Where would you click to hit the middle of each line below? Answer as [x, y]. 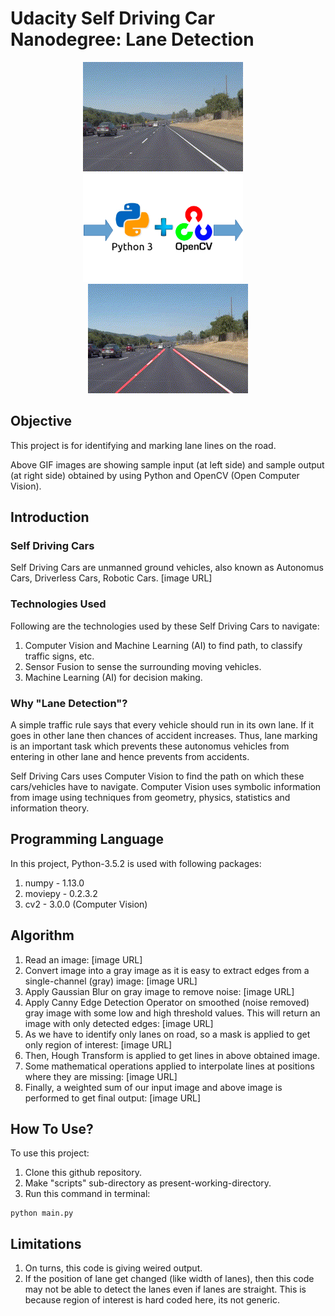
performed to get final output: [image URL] [113, 1098]
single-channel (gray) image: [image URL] [111, 981]
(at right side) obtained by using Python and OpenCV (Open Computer [155, 475]
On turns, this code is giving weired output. [113, 1268]
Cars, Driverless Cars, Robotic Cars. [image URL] [111, 578]
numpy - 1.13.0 [54, 883]
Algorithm [42, 935]
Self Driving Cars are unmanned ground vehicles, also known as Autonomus [167, 568]
